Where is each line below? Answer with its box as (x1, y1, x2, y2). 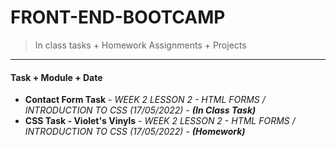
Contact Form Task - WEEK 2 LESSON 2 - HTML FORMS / (24, 94, 266, 106)
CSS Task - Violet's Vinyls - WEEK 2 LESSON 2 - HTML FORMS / (24, 115, 296, 127)
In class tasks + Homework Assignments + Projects (34, 39, 247, 51)
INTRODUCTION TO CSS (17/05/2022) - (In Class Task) (24, 104, 257, 116)
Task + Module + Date (10, 71, 103, 83)
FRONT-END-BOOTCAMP (10, 6, 226, 29)
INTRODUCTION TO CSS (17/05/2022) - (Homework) (24, 126, 246, 138)
